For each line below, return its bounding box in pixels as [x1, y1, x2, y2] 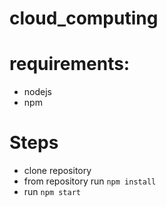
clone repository [23, 165, 92, 177]
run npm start [23, 186, 81, 198]
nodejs [23, 86, 52, 98]
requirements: [9, 53, 131, 76]
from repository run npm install [23, 175, 157, 187]
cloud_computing [9, 7, 159, 30]
